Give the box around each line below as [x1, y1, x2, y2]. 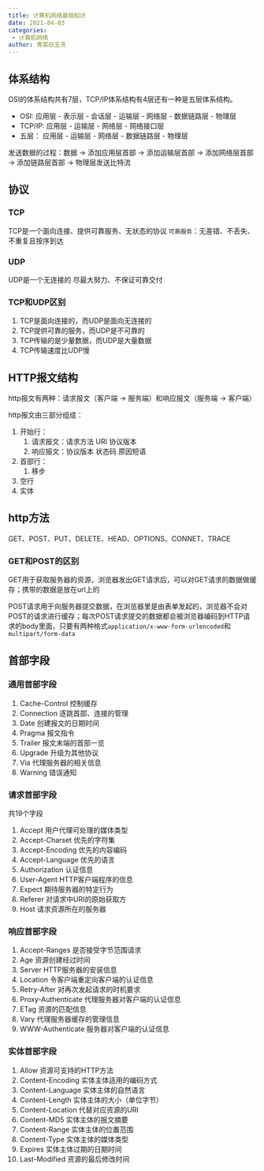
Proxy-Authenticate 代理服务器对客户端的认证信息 [19, 995, 181, 1005]
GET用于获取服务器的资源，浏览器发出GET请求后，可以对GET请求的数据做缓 [8, 575, 257, 585]
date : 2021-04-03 [8, 19, 65, 27]
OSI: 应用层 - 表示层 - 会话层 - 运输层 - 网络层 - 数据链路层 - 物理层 [19, 111, 237, 121]
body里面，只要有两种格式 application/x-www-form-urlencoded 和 [21, 621, 231, 631]
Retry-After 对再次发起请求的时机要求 [19, 985, 141, 994]
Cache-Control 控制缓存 [19, 698, 98, 708]
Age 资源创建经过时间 [19, 956, 91, 965]
